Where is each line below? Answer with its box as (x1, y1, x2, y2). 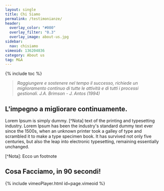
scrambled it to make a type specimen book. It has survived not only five (5, 133, 152, 140)
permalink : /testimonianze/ (5, 16, 63, 21)
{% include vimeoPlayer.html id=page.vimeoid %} (5, 180, 105, 186)
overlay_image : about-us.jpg (9, 35, 69, 40)
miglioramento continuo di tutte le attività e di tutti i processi (17, 85, 139, 91)
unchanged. (5, 144, 29, 150)
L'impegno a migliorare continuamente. (5, 105, 128, 113)
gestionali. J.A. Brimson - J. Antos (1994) (17, 91, 100, 96)
